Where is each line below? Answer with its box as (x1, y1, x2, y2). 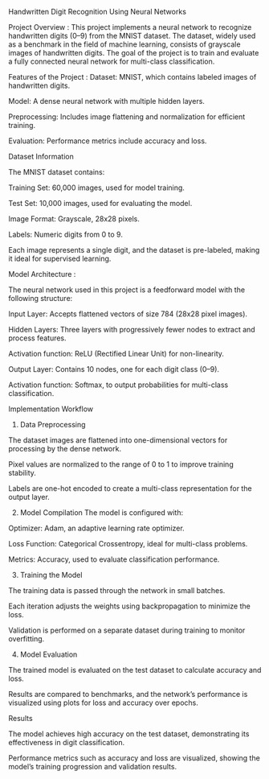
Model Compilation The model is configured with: (19, 508, 183, 517)
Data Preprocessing (19, 420, 86, 429)
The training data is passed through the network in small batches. (8, 586, 226, 595)
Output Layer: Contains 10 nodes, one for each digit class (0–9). (8, 365, 219, 373)
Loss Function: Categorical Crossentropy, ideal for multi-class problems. (8, 539, 248, 548)
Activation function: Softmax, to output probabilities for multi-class (8, 380, 229, 389)
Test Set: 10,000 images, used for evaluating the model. (8, 199, 193, 208)
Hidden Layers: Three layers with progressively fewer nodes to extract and (8, 325, 255, 334)
